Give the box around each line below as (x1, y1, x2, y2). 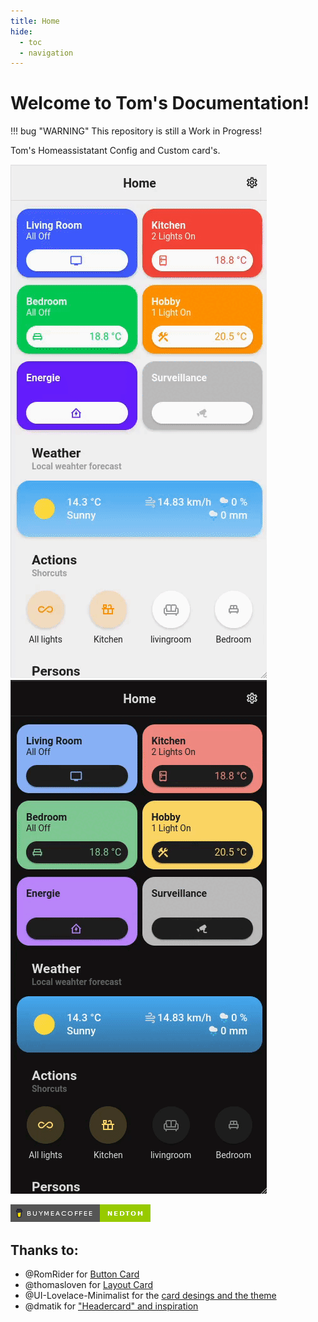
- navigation (19, 48, 74, 58)
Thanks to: (10, 1241, 79, 1259)
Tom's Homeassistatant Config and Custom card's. (10, 145, 221, 157)
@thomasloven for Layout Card (24, 1279, 153, 1290)
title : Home (10, 16, 60, 26)
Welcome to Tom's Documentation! (10, 92, 310, 115)
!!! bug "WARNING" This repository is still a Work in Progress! (10, 125, 263, 137)
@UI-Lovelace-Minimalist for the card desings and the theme (24, 1290, 277, 1301)
